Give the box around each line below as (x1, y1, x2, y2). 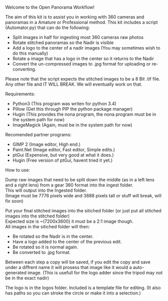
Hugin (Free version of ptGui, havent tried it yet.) (12, 157, 113, 163)
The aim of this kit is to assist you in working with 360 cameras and (5, 14, 144, 20)
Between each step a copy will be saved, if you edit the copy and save (5, 259, 150, 265)
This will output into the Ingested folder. (5, 187, 87, 193)
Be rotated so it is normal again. (12, 244, 79, 250)
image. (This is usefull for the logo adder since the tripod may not (27, 270, 163, 275)
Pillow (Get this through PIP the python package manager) (12, 106, 133, 112)
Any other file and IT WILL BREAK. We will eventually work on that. (5, 81, 143, 87)
